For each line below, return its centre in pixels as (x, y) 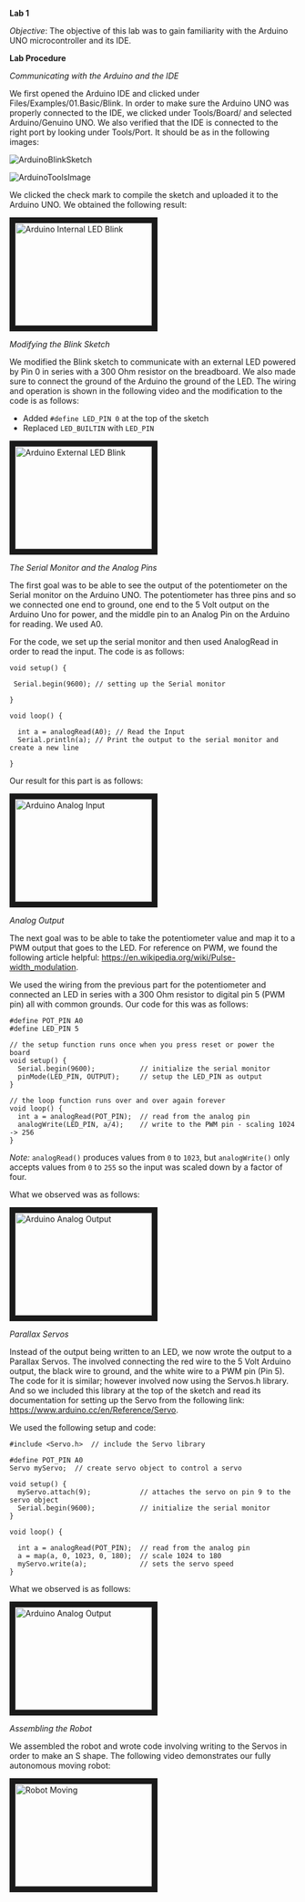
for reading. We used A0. (56, 624)
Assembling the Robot (51, 1728)
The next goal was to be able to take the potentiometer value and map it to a (152, 938)
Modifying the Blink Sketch (60, 344)
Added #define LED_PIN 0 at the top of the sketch (116, 418)
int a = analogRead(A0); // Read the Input (101, 732)
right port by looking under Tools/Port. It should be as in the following (140, 132)
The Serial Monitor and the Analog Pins (83, 568)
